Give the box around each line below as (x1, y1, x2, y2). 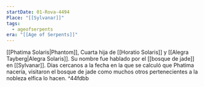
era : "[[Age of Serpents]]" (6, 32, 78, 38)
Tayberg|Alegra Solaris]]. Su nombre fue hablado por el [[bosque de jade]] (6, 55, 195, 62)
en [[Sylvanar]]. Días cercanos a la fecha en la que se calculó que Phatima (6, 62, 194, 69)
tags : (6, 20, 20, 26)
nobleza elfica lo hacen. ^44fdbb (6, 75, 89, 82)
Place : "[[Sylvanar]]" (6, 15, 64, 21)
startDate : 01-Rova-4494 (6, 9, 70, 15)
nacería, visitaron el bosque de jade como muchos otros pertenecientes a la (6, 68, 198, 75)
